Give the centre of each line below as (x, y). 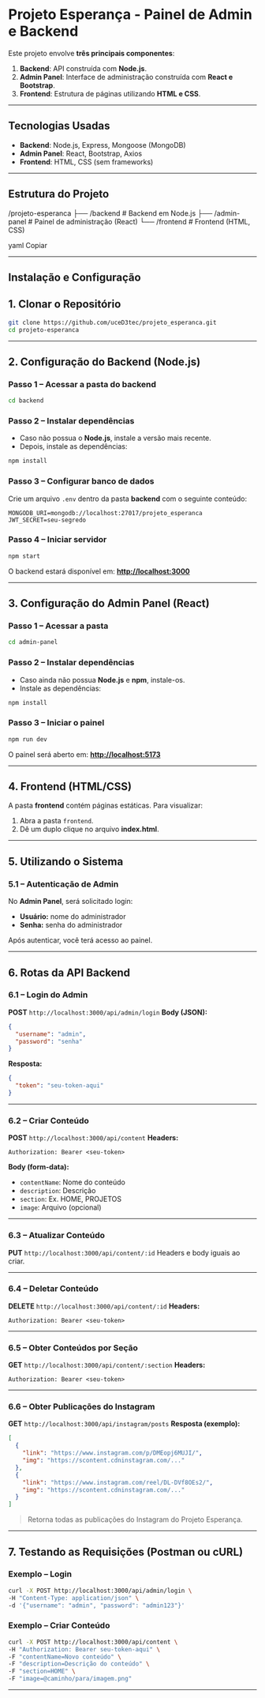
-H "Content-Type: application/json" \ (74, 1598)
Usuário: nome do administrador (73, 917)
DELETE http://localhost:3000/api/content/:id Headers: (104, 1306)
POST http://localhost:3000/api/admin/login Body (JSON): (108, 1012)
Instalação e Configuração (75, 277)
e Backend (43, 31)
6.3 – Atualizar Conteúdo (56, 1236)
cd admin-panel (33, 642)
